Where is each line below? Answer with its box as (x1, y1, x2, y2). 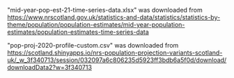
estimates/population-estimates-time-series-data (7, 28, 150, 36)
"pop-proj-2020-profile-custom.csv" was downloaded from (7, 41, 179, 49)
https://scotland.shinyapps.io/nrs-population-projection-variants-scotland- (7, 48, 223, 57)
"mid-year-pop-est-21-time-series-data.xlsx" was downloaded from (7, 6, 203, 14)
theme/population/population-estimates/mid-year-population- (7, 21, 185, 28)
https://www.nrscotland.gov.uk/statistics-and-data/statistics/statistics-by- (7, 13, 221, 21)
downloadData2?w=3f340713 (7, 64, 93, 71)
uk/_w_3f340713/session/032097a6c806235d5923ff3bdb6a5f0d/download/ (7, 56, 227, 64)
